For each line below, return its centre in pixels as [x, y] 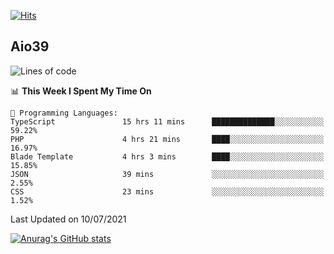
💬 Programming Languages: [64, 113]
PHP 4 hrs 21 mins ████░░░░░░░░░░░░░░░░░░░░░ [167, 139]
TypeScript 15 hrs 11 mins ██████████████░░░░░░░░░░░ [167, 121]
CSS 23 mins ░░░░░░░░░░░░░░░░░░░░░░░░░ [167, 191]
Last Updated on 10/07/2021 [68, 219]
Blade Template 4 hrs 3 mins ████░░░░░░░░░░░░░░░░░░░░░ [167, 156]
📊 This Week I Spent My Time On [81, 91]
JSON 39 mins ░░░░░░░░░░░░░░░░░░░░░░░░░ [167, 174]
